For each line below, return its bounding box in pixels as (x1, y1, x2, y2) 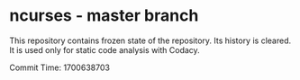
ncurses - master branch (9, 5, 199, 26)
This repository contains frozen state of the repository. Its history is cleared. (9, 35, 291, 46)
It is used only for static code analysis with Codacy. (9, 44, 200, 55)
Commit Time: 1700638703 (9, 62, 111, 73)
